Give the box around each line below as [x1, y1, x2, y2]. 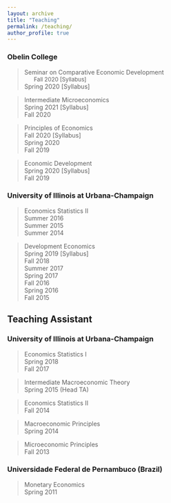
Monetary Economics [23, 480, 85, 488]
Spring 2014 [23, 426, 59, 435]
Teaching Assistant [7, 314, 92, 325]
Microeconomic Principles [23, 440, 99, 448]
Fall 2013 [23, 447, 50, 456]
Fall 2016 [23, 278, 50, 287]
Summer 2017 [23, 264, 63, 272]
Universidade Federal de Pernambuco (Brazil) [7, 464, 163, 474]
